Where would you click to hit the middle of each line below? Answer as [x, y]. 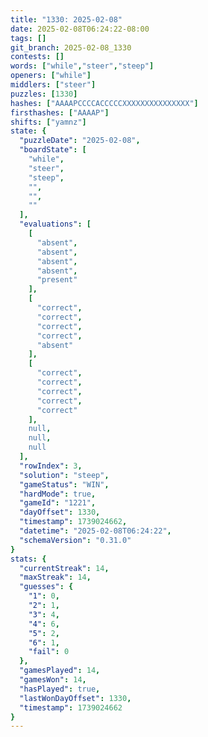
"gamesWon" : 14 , [53, 680]
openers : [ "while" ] [51, 76]
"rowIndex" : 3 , [51, 466]
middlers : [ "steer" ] [53, 85]
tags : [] [28, 38]
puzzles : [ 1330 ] [44, 94]
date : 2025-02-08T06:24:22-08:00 [80, 29]
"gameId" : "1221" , [58, 503]
